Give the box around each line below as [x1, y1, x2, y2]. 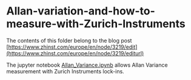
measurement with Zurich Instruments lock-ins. [6, 67, 124, 75]
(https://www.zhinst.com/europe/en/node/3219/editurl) [6, 49, 144, 57]
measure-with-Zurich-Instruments [6, 17, 186, 31]
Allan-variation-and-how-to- [6, 4, 156, 18]
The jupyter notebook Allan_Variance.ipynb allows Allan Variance [6, 61, 168, 69]
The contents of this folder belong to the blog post [6, 37, 132, 44]
